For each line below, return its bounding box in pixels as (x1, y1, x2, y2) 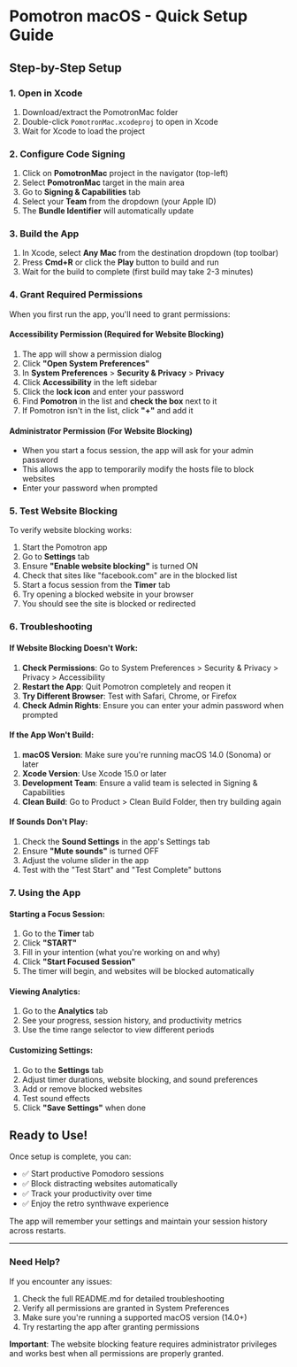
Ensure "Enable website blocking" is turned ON (21, 560, 199, 572)
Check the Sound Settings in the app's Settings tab (21, 837, 210, 846)
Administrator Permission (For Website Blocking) (9, 425, 193, 436)
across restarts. (9, 1225, 66, 1236)
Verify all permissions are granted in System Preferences (21, 1302, 230, 1313)
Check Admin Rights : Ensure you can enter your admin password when (21, 699, 285, 710)
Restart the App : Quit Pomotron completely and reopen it (21, 681, 232, 691)
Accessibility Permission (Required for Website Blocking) (9, 329, 225, 340)
